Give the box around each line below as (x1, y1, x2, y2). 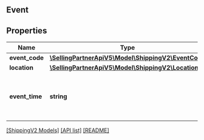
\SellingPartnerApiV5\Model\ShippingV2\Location (49, 64, 199, 72)
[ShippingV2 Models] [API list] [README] (6, 127, 109, 134)
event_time (9, 92, 42, 101)
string (49, 92, 68, 101)
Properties (6, 25, 47, 36)
